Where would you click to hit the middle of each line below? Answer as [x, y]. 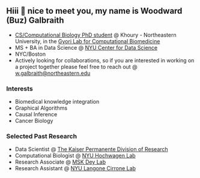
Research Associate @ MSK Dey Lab [60, 162]
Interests [20, 89]
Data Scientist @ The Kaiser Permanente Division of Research [91, 149]
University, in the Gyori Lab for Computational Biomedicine [87, 41]
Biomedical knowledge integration [57, 102]
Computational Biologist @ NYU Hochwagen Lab [75, 156]
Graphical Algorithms [41, 108]
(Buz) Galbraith [35, 21]
